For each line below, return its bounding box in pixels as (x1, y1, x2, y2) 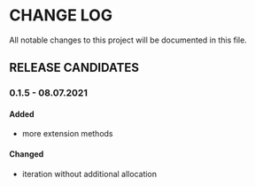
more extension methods (21, 128, 113, 139)
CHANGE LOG (9, 5, 113, 26)
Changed (9, 149, 44, 159)
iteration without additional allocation (21, 168, 158, 179)
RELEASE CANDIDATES (9, 60, 140, 75)
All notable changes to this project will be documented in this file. (9, 35, 248, 45)
